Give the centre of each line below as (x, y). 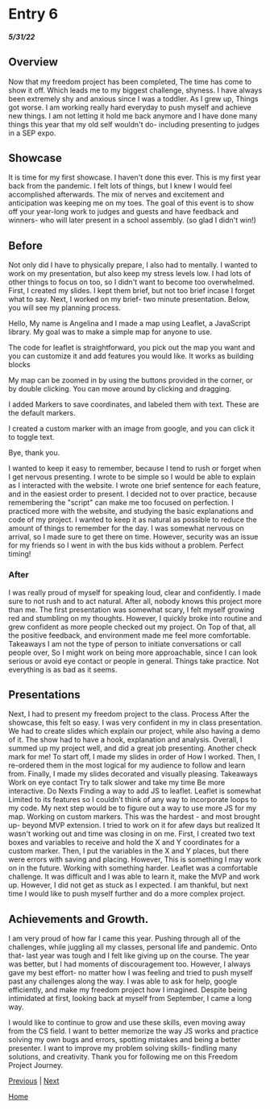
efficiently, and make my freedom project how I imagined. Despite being (128, 990)
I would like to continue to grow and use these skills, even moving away (127, 1023)
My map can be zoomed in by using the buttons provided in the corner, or (131, 380)
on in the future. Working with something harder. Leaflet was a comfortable (133, 868)
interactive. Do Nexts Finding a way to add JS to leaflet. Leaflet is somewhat (135, 791)
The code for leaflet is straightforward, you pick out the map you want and (132, 348)
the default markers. (42, 413)
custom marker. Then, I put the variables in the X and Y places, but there (129, 851)
